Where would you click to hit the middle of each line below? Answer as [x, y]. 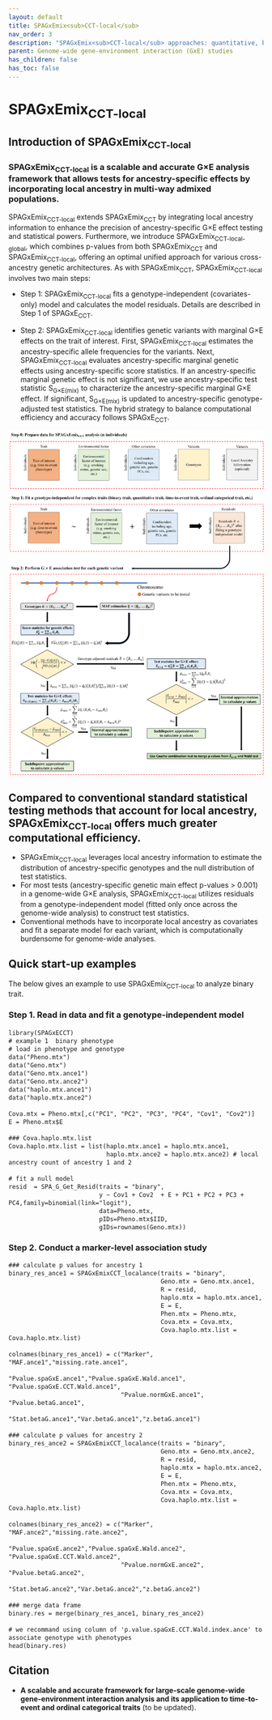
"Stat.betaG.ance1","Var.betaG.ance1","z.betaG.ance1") [104, 1419]
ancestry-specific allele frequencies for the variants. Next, [117, 351]
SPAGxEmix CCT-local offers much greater [113, 824]
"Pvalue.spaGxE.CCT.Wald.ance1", [65, 1386]
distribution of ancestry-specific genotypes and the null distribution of [137, 867]
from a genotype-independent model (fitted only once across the [129, 904]
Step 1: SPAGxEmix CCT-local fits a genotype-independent [114, 294]
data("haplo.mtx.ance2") [50, 1097]
